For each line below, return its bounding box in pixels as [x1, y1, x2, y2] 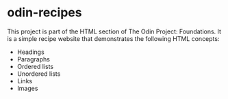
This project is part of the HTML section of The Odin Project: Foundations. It [7, 27, 221, 36]
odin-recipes [7, 5, 82, 20]
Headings [16, 48, 45, 56]
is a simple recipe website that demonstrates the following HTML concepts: [7, 34, 220, 42]
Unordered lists [16, 70, 61, 78]
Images [16, 84, 38, 92]
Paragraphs [16, 55, 50, 63]
